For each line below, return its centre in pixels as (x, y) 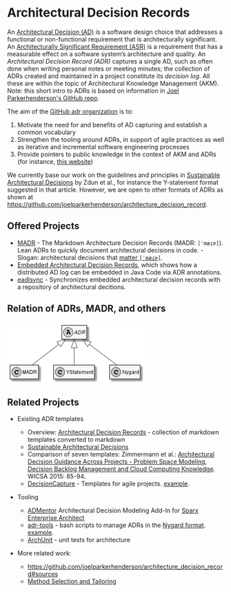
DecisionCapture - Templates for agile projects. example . (108, 484)
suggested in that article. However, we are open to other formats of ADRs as (115, 189)
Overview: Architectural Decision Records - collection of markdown (123, 432)
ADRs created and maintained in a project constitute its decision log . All (109, 76)
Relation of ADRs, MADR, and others (87, 309)
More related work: (44, 553)
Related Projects (43, 402)
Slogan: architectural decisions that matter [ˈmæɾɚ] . (90, 257)
